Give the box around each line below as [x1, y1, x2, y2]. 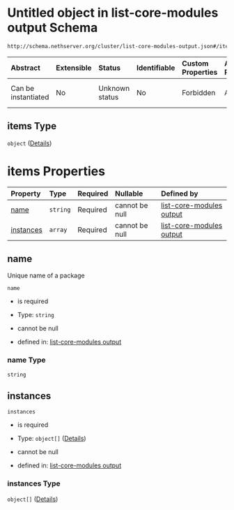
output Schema [7, 20, 98, 36]
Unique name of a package [7, 271, 85, 280]
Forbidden [182, 87, 216, 97]
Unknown [98, 83, 130, 93]
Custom [182, 58, 209, 68]
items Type [7, 120, 57, 132]
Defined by [161, 189, 198, 198]
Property [10, 189, 41, 198]
